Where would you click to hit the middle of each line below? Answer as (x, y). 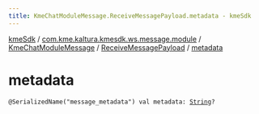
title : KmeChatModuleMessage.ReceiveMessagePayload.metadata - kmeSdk (130, 16)
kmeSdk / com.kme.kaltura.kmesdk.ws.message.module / (105, 39)
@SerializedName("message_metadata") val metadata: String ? (112, 102)
